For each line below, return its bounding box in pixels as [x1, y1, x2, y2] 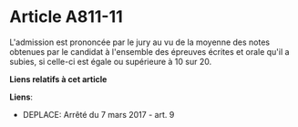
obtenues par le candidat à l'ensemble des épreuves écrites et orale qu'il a [9, 46, 290, 57]
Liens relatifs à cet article [9, 73, 108, 84]
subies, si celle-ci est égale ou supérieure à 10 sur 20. [9, 56, 212, 67]
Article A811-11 [9, 6, 123, 27]
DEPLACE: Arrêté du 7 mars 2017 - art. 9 [22, 109, 175, 120]
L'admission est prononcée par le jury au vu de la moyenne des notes [9, 37, 271, 48]
